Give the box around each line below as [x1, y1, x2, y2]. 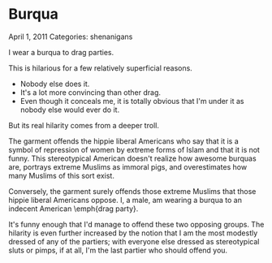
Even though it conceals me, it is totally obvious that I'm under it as [19, 96, 244, 106]
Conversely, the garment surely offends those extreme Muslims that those [8, 186, 257, 196]
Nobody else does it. [19, 79, 90, 88]
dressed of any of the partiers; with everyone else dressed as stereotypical [8, 236, 260, 246]
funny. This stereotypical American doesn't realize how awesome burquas [8, 153, 257, 163]
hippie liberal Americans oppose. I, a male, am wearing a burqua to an [8, 195, 242, 205]
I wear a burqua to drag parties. [8, 47, 114, 57]
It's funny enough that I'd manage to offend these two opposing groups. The [8, 219, 265, 229]
